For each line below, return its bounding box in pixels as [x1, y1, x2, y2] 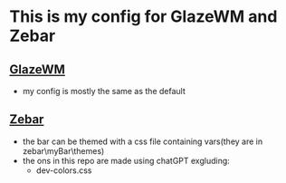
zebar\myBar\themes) [22, 145, 105, 156]
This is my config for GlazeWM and [9, 6, 278, 27]
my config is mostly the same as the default [22, 86, 186, 96]
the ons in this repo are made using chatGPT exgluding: [22, 155, 231, 166]
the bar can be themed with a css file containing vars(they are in [22, 136, 263, 147]
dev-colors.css [35, 165, 92, 176]
